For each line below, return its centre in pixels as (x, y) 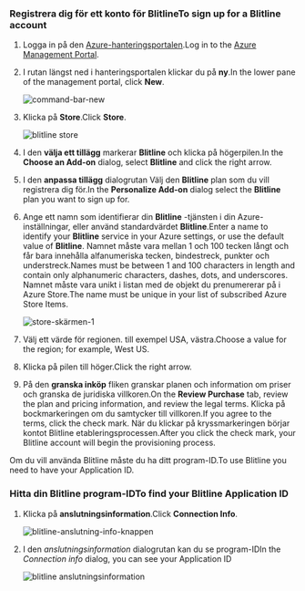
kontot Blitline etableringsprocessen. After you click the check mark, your (159, 433)
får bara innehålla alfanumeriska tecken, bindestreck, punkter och (146, 256)
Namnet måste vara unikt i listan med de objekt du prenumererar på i (151, 285)
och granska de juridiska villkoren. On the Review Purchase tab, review (155, 394)
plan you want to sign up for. (76, 200)
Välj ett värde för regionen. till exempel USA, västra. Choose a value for (154, 339)
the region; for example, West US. (86, 349)
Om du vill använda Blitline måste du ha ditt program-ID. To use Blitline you (148, 461)
